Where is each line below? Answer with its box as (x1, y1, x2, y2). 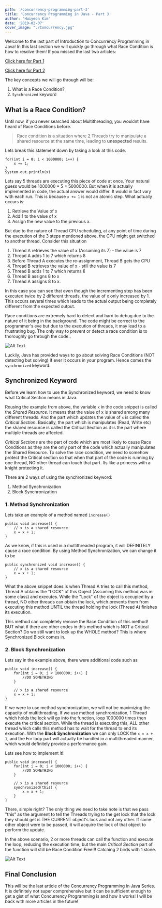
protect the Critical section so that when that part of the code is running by (5, 454, 154, 460)
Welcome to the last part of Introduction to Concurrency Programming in (5, 38, 149, 44)
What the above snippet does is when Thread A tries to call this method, (5, 584, 149, 589)
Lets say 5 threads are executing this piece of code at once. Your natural (5, 178, 150, 184)
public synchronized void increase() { (5, 562, 86, 567)
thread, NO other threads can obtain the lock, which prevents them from (5, 599, 149, 605)
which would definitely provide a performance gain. (5, 741, 108, 747)
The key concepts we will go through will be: (5, 77, 94, 83)
